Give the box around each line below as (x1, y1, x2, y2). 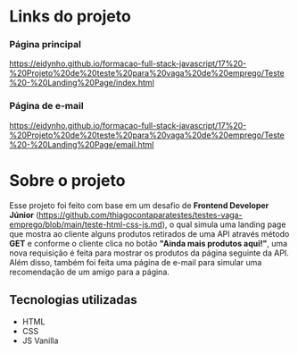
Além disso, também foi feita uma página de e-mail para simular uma (9, 256, 262, 267)
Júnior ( (9, 209, 39, 220)
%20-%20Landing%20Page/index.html (9, 78, 154, 88)
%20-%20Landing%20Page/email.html (9, 139, 154, 149)
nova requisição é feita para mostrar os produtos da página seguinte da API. (9, 248, 290, 258)
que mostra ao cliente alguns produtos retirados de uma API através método (9, 228, 290, 239)
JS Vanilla (21, 335, 59, 346)
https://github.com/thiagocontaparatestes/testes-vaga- (38, 209, 243, 220)
